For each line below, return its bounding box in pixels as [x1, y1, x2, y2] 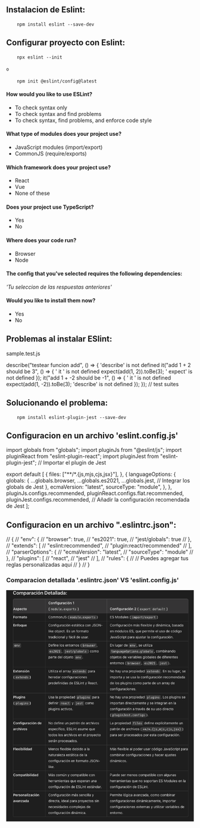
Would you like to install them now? [6, 297, 96, 304]
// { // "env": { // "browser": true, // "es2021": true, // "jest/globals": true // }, [6, 536, 192, 543]
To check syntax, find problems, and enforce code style [14, 117, 152, 124]
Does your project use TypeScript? [6, 203, 94, 210]
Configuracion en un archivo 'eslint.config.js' [6, 430, 179, 441]
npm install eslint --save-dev [17, 21, 95, 28]
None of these [14, 190, 51, 197]
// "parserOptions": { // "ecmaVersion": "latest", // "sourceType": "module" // [6, 548, 193, 555]
